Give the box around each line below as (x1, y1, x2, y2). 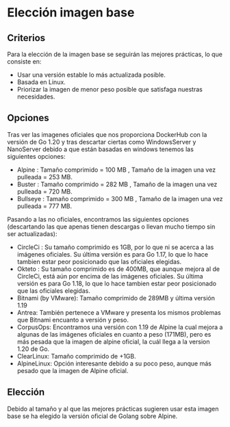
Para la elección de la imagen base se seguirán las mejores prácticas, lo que (7, 50, 222, 58)
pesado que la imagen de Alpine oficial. (16, 366, 129, 374)
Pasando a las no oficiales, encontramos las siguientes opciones (7, 215, 190, 223)
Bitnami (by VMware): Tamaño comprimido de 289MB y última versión (16, 294, 216, 302)
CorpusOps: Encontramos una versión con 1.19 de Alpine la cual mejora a (16, 323, 223, 331)
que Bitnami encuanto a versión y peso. (16, 315, 129, 324)
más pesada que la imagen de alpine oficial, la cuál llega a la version (16, 337, 210, 346)
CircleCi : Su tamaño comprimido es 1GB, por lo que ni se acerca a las (16, 243, 214, 251)
